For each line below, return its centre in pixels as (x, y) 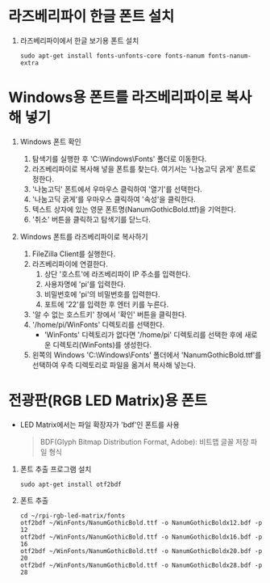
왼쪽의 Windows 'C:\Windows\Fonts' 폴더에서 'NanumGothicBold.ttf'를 (147, 355)
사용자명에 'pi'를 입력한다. (85, 284)
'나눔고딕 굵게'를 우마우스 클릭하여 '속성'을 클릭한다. (114, 199)
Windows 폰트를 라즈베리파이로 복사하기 (84, 236)
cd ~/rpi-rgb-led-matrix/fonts (73, 515)
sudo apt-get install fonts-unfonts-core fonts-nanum (112, 56)
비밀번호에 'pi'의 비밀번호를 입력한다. (102, 294)
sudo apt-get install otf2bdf (71, 484)
